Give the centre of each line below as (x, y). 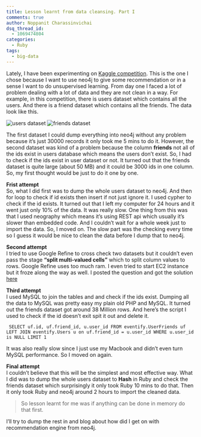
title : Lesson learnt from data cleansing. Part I (71, 12)
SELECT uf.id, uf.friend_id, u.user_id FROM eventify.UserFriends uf (97, 327)
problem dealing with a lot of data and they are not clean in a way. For (92, 92)
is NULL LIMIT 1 (26, 337)
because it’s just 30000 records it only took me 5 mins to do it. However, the (100, 141)
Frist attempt (22, 184)
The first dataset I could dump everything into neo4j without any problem (96, 135)
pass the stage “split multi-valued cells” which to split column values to (96, 260)
